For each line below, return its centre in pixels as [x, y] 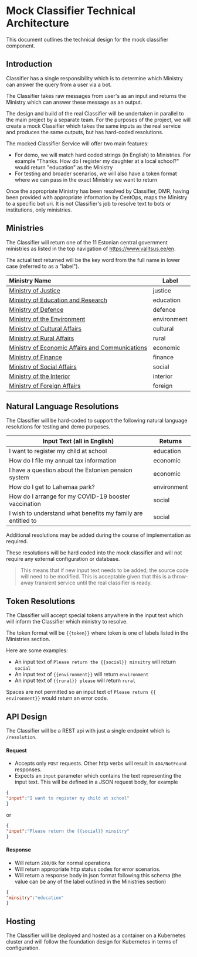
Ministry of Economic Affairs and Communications [78, 348]
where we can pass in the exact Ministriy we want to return [86, 179]
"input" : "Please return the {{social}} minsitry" [68, 831]
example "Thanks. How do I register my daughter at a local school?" [97, 161]
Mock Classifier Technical [71, 11]
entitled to [23, 521]
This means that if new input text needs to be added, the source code [104, 570]
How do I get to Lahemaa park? [52, 487]
